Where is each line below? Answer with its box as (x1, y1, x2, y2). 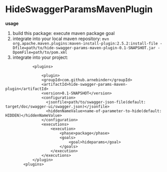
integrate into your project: (12, 54, 68, 60)
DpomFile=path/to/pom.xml (12, 50, 67, 55)
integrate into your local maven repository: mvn (12, 36, 109, 42)
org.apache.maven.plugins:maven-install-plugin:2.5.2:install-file (12, 41, 158, 46)
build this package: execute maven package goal (12, 30, 115, 36)
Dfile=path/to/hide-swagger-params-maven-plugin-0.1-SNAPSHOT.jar (12, 45, 156, 50)
